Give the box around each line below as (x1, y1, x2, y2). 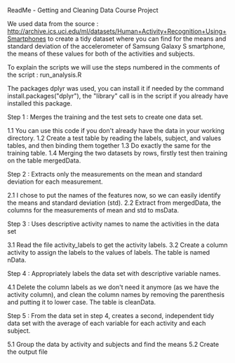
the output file (7, 348, 48, 356)
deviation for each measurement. (7, 177, 103, 186)
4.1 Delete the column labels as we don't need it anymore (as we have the (7, 283, 220, 291)
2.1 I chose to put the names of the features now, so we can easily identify (7, 191, 221, 199)
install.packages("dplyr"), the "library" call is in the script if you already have (7, 91, 229, 100)
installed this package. (7, 99, 72, 108)
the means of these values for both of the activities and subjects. (7, 49, 195, 58)
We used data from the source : (7, 20, 99, 27)
